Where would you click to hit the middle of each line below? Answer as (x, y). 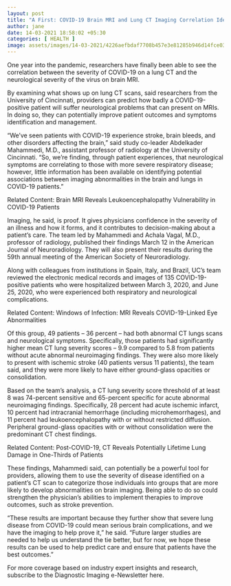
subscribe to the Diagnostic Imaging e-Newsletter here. (86, 575)
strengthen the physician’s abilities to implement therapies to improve (106, 497)
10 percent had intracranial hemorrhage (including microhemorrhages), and (114, 412)
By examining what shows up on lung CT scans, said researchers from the (112, 93)
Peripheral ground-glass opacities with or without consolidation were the (110, 427)
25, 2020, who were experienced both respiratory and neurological (102, 292)
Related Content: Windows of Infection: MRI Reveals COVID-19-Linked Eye (112, 313)
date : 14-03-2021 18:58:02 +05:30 (57, 33)
